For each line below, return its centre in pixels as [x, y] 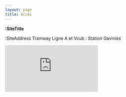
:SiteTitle [15, 28]
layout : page [19, 10]
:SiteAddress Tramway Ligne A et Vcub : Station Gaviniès [63, 38]
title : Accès [19, 14]
